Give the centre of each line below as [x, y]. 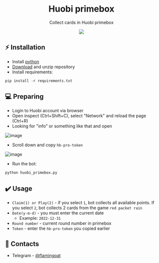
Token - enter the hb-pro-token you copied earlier [61, 228]
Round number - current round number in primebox [62, 223]
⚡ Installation [25, 47]
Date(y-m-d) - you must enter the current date [58, 213]
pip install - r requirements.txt [39, 81]
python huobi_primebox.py [31, 173]
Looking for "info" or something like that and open [62, 126]
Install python [26, 61]
